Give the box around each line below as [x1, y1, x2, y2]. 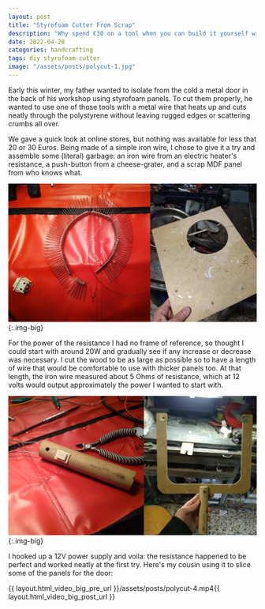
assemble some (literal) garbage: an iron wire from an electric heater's [8, 151, 237, 160]
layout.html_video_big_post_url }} [8, 592, 116, 602]
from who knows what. [8, 167, 83, 177]
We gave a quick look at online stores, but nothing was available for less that [8, 134, 257, 144]
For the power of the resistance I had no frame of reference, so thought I [8, 338, 244, 348]
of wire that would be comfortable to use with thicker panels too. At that [8, 363, 242, 373]
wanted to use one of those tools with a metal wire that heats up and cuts [8, 102, 247, 111]
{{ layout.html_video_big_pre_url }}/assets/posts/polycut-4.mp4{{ [8, 584, 220, 593]
